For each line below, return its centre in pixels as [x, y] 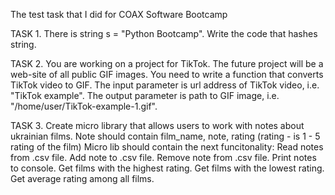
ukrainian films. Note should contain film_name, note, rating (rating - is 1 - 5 [165, 136]
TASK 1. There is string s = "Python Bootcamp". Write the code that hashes [164, 33]
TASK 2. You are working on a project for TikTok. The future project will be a [167, 63]
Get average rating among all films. [82, 178]
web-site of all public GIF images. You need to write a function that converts [167, 74]
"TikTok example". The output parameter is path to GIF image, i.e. [145, 95]
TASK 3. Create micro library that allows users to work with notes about [157, 125]
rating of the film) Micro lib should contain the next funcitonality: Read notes [167, 147]
